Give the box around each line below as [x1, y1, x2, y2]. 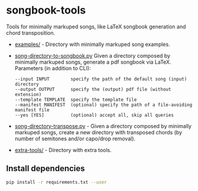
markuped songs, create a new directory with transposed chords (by [14, 129, 182, 136]
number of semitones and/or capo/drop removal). [14, 135, 136, 142]
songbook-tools [6, 4, 86, 17]
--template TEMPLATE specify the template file [14, 97, 137, 103]
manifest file [14, 107, 50, 113]
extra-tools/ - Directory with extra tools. [14, 146, 112, 153]
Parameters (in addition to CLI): [14, 64, 91, 71]
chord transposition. [6, 29, 56, 36]
